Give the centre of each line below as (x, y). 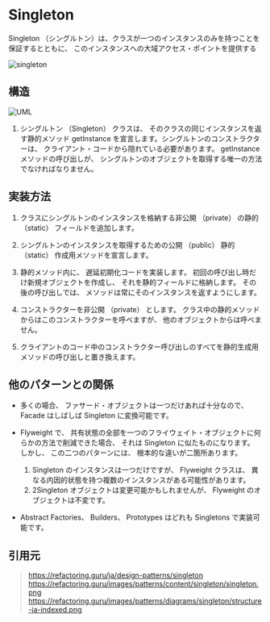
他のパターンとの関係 (61, 384)
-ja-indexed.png (55, 610)
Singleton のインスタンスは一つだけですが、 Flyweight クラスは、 (141, 470)
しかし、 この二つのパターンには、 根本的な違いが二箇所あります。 (131, 453)
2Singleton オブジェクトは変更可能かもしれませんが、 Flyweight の (143, 491)
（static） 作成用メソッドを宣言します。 (86, 255)
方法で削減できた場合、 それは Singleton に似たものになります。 (148, 443)
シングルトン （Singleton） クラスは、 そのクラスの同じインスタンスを (137, 128)
